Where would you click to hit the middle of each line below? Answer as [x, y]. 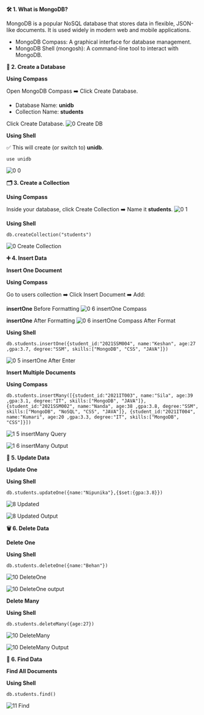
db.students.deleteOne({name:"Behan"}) [57, 566]
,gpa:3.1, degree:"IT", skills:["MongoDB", [63, 401]
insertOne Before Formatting [43, 309]
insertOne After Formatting [41, 321]
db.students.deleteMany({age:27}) [51, 624]
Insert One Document [34, 270]
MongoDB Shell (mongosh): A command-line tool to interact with [97, 48]
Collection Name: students [49, 112]
